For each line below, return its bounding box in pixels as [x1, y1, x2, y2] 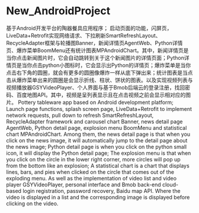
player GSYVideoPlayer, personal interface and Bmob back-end [6, 181, 161, 188]
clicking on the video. [6, 200, 59, 207]
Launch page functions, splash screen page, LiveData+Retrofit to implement [6, 105, 192, 112]
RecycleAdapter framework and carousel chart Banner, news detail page [6, 117, 183, 125]
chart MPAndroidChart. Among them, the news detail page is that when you [6, 131, 191, 138]
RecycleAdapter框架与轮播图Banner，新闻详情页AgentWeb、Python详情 [6, 39, 183, 46]
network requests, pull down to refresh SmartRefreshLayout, [6, 112, 154, 119]
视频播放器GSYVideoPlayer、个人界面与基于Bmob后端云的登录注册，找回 [6, 84, 185, 91]
